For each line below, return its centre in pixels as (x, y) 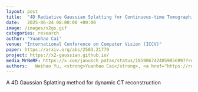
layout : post (22, 11)
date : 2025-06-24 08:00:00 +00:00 (51, 22)
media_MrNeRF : (24, 60)
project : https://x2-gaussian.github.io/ (58, 55)
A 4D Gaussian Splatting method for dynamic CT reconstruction (83, 83)
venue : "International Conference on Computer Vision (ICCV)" (84, 45)
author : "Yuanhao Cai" (34, 39)
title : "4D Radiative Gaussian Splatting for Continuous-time (85, 17)
